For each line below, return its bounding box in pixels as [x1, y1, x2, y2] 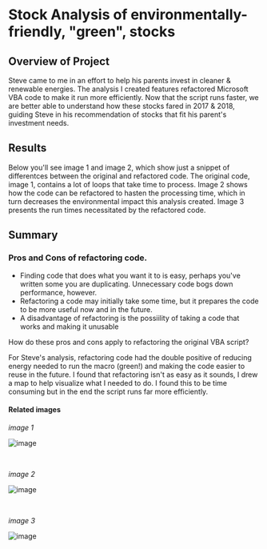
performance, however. [19, 287, 98, 297]
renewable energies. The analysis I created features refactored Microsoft [8, 84, 249, 94]
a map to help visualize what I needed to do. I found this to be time [8, 378, 228, 387]
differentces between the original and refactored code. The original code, [8, 170, 250, 181]
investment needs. [8, 118, 70, 127]
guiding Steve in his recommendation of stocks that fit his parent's [8, 110, 227, 119]
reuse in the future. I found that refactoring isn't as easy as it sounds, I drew [8, 370, 258, 379]
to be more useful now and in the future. [19, 304, 153, 314]
